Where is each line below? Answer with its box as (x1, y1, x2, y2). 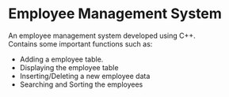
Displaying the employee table (19, 62, 119, 72)
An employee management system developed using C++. (8, 31, 196, 40)
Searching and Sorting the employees (19, 80, 143, 89)
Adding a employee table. (19, 54, 104, 64)
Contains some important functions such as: (8, 39, 153, 48)
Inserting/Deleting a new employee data (19, 71, 151, 80)
